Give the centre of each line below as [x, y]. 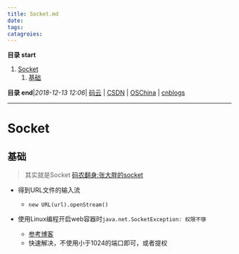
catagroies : [25, 34]
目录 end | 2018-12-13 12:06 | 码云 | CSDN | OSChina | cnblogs [96, 92]
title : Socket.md [33, 14]
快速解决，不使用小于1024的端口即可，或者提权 [98, 243]
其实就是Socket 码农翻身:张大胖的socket [84, 175]
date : [15, 21]
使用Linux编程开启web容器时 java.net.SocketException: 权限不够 [112, 219]
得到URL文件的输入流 [49, 190]
